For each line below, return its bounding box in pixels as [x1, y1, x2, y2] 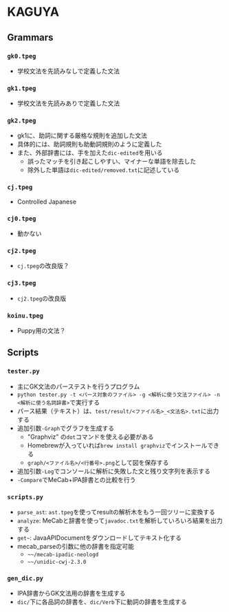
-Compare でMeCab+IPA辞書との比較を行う [17, 475, 136, 483]
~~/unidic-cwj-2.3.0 [27, 558, 87, 565]
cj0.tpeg [7, 215, 36, 222]
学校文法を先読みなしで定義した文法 [17, 67, 120, 75]
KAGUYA [7, 4, 60, 20]
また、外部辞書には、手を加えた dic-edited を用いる [17, 149, 163, 157]
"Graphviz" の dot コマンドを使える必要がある [27, 433, 154, 441]
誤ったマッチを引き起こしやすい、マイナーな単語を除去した [27, 157, 197, 166]
